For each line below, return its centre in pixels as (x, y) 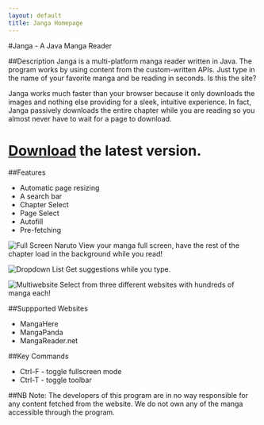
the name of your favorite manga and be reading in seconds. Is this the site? (132, 78)
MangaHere (39, 324)
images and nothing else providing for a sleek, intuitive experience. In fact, (130, 102)
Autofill (31, 222)
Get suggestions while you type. (118, 269)
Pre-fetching (40, 230)
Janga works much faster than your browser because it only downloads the (132, 93)
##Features (27, 172)
